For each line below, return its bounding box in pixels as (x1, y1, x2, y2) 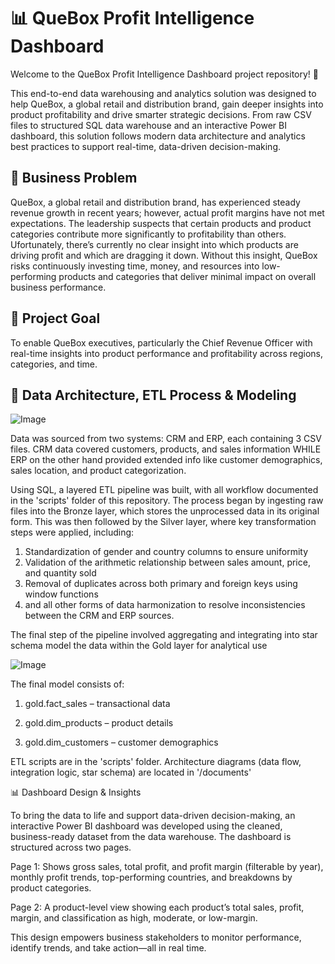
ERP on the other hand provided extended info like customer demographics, (10, 454, 323, 466)
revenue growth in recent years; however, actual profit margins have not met (10, 206, 325, 219)
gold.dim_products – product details (24, 717, 174, 729)
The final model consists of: (10, 678, 125, 690)
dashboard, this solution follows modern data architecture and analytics (10, 130, 306, 142)
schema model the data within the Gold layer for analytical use (10, 640, 268, 652)
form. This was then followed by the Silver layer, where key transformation (10, 516, 317, 528)
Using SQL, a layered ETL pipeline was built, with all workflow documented (10, 484, 319, 496)
